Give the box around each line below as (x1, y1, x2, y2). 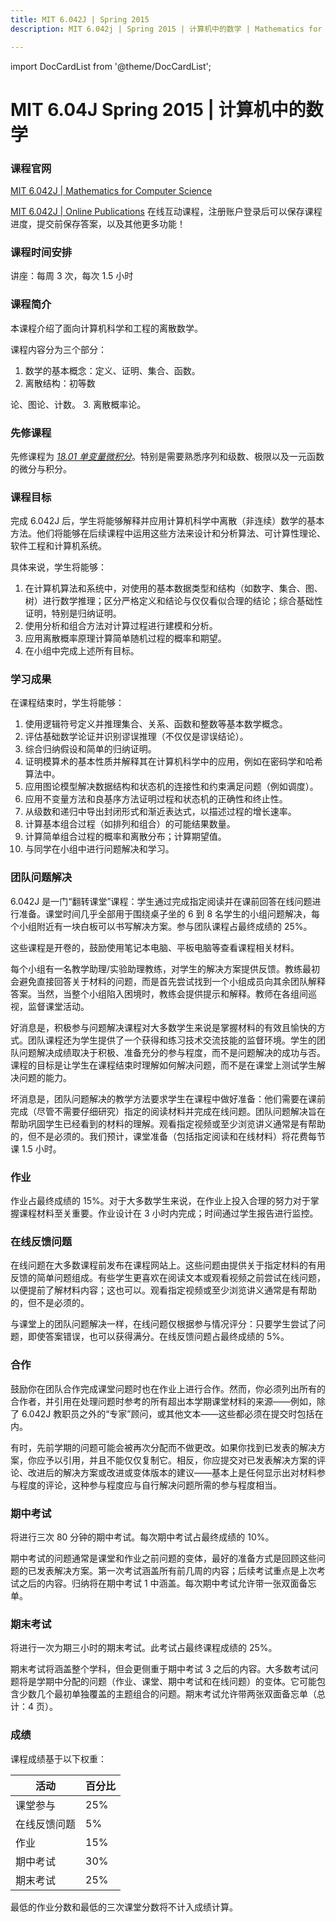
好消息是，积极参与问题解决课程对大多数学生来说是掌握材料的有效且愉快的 (10, 1021, 317, 1033)
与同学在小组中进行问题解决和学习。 (24, 843, 175, 855)
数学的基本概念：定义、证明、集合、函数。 (24, 364, 201, 376)
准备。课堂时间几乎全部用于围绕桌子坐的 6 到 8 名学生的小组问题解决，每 (18, 907, 321, 920)
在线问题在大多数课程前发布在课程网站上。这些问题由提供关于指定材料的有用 (10, 1259, 326, 1271)
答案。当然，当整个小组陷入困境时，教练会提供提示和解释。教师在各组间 (10, 987, 308, 1000)
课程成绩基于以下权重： (10, 1752, 107, 1765)
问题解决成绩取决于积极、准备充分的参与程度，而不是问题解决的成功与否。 (18, 1046, 326, 1058)
